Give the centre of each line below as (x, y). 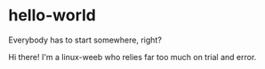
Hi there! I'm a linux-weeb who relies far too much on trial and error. (132, 57)
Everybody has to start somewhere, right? (85, 40)
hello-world (52, 15)
